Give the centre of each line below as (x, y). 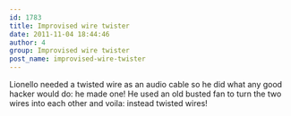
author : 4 (28, 42)
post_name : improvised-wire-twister (77, 59)
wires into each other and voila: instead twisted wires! (108, 103)
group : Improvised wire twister (69, 51)
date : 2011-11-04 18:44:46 (60, 34)
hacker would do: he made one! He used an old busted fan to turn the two (145, 94)
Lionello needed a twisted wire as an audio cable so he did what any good (146, 84)
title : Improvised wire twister (69, 26)
